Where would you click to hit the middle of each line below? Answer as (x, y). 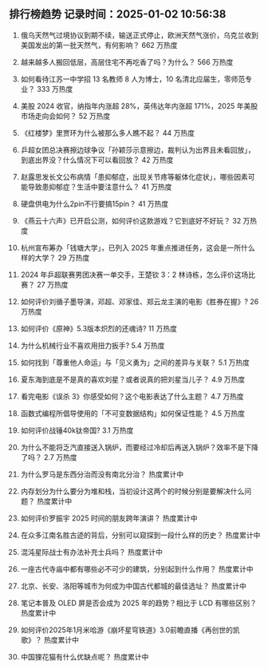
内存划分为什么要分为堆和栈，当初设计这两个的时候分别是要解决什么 (132, 491)
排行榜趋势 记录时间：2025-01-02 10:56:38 (118, 14)
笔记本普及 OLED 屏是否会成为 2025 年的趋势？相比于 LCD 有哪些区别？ (139, 603)
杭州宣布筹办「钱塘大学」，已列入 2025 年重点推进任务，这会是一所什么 (138, 247)
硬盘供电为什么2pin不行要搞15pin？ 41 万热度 (95, 204)
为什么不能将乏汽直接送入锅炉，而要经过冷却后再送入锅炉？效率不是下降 (139, 447)
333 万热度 (55, 89)
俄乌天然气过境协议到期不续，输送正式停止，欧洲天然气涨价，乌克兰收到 (139, 35)
